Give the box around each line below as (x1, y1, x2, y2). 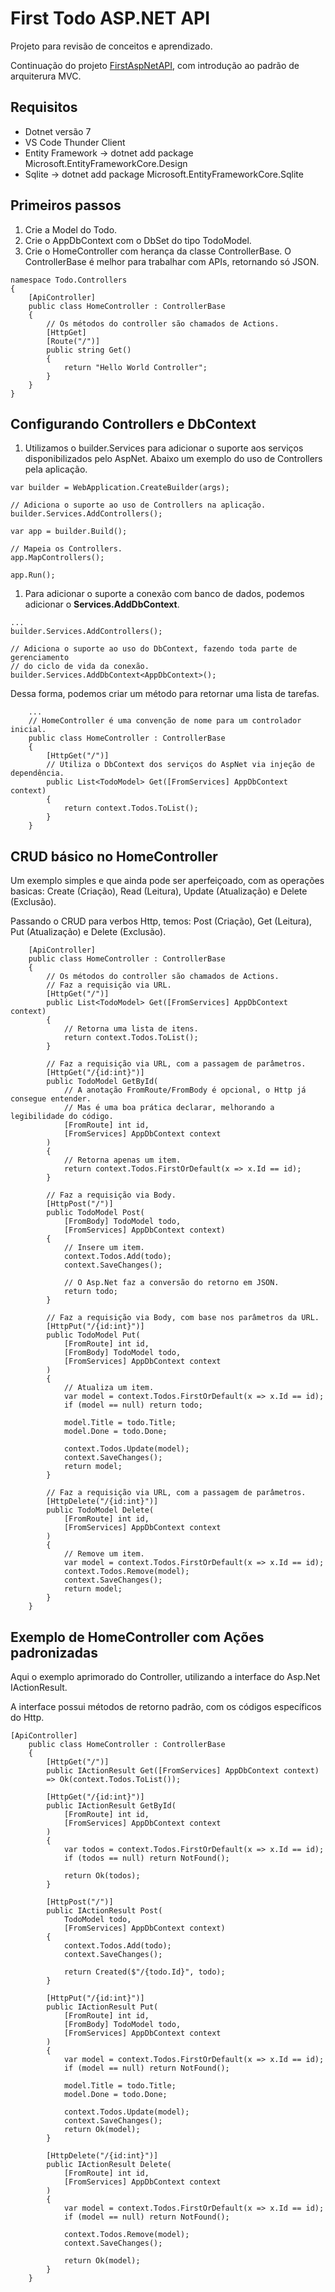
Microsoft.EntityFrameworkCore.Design (24, 157, 188, 169)
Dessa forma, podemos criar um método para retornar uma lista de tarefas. (10, 688, 320, 700)
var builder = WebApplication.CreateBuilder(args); (10, 483, 230, 493)
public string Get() (46, 345, 132, 355)
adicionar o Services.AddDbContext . (24, 598, 180, 611)
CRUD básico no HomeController (10, 848, 218, 865)
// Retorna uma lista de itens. (63, 1024, 199, 1034)
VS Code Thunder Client (24, 136, 126, 148)
